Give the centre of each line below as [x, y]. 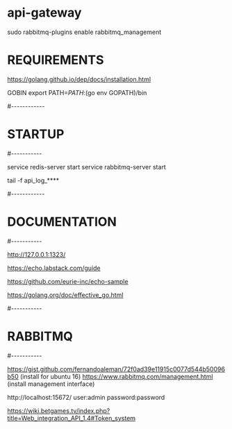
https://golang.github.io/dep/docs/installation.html [79, 79]
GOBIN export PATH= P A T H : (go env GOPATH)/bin [77, 92]
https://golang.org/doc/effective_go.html [65, 295]
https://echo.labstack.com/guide [54, 268]
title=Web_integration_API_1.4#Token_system [72, 418]
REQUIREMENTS [56, 60]
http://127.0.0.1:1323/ [36, 254]
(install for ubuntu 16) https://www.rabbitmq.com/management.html [116, 376]
